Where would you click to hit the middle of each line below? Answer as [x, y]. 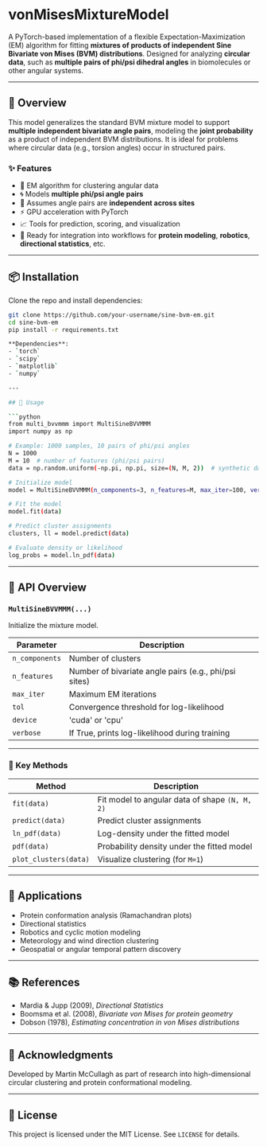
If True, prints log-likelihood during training [149, 733]
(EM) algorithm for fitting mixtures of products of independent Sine [120, 45]
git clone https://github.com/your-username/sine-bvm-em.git [112, 315]
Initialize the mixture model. [54, 626]
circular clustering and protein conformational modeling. [100, 1083]
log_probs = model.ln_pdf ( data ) [62, 555]
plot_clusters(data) [51, 859]
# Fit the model [35, 504]
